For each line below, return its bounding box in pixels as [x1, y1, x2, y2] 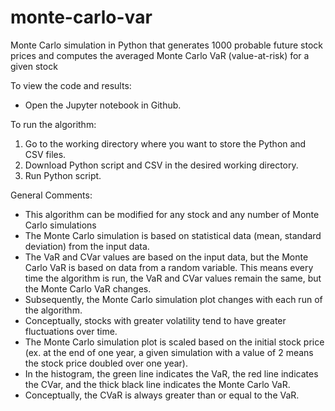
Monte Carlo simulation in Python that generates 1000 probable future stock [10, 39, 323, 51]
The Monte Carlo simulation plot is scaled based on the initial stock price [24, 336, 325, 348]
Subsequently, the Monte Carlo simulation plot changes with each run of [24, 293, 323, 305]
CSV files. [24, 148, 67, 160]
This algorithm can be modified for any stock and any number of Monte [24, 208, 320, 220]
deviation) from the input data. [24, 240, 150, 252]
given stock [10, 60, 58, 72]
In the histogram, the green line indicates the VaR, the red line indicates [24, 367, 319, 380]
